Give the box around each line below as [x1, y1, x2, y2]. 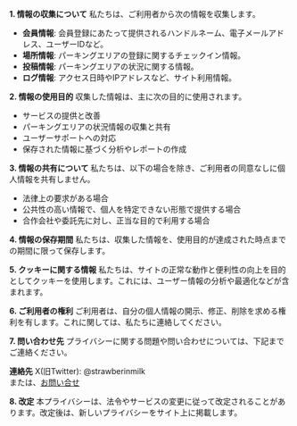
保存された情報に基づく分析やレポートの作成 [21, 144, 187, 155]
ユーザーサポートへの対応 [21, 133, 117, 143]
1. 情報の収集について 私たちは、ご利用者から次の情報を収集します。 [9, 9, 260, 19]
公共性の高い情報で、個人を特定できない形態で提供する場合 [21, 205, 242, 214]
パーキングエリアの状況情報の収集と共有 [21, 121, 171, 132]
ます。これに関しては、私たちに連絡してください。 [39, 317, 227, 327]
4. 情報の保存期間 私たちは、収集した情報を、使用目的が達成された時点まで [9, 234, 287, 245]
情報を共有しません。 [16, 174, 95, 184]
